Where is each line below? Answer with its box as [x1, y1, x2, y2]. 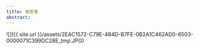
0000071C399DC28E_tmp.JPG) [6, 37, 85, 44]
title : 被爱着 [6, 8, 39, 15]
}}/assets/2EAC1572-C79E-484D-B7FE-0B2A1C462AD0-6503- [37, 30, 194, 37]
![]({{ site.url [6, 30, 36, 37]
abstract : [6, 14, 31, 20]
